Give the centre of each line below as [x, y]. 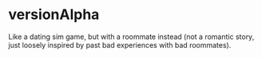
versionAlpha [54, 15]
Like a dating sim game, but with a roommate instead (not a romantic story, [131, 37]
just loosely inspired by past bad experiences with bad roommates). [120, 44]
